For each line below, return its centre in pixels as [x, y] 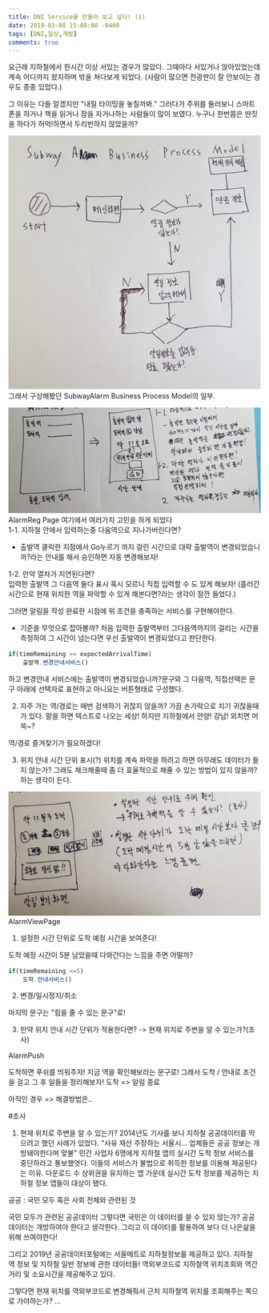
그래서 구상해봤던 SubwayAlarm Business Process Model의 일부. [112, 395]
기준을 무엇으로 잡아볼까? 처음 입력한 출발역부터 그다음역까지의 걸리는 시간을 [139, 627]
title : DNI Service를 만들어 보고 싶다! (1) [77, 17]
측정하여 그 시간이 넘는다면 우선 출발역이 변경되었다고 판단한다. [118, 638]
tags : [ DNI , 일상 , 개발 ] [43, 34]
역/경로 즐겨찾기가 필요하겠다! [55, 743]
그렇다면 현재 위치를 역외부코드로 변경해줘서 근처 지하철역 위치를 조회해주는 [126, 1291]
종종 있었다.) [42, 87]
